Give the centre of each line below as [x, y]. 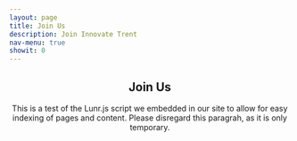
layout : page [33, 17]
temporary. [150, 127]
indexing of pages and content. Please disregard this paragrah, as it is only [150, 118]
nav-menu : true [37, 42]
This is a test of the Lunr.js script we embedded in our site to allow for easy [150, 108]
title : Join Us [37, 26]
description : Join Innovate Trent [74, 34]
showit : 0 [28, 51]
